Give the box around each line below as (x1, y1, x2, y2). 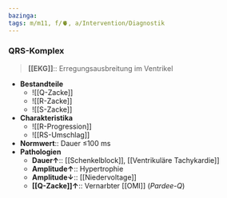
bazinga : (8, 11, 38, 20)
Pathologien (19, 147, 62, 156)
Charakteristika (19, 113, 74, 122)
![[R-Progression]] (31, 121, 92, 131)
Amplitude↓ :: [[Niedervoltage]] (31, 172, 137, 182)
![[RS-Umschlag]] (31, 129, 90, 140)
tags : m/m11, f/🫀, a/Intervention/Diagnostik (8, 19, 165, 27)
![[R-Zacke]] (31, 96, 73, 105)
